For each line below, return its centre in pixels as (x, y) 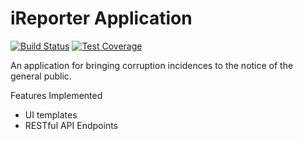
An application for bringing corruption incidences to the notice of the (152, 65)
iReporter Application (101, 18)
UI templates (51, 114)
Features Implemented (56, 95)
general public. (41, 76)
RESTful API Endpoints (71, 125)
